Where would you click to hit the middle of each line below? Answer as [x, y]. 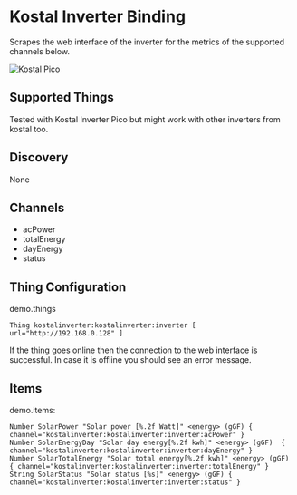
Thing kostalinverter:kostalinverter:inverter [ [103, 325]
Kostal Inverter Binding [98, 17]
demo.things [33, 309]
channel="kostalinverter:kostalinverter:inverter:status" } [125, 482]
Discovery [39, 157]
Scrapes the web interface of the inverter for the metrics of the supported [147, 42]
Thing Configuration [68, 287]
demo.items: [33, 410]
